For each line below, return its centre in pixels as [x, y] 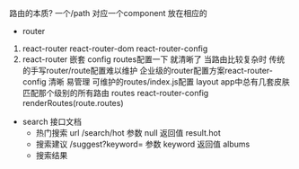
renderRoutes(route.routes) [73, 103]
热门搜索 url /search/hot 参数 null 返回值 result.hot [128, 133]
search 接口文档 [52, 121]
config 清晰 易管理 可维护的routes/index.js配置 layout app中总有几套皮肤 [156, 82]
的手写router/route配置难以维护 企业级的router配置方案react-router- [148, 71]
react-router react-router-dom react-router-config [115, 49]
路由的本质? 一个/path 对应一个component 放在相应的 [109, 13]
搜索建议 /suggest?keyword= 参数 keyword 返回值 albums [143, 144]
